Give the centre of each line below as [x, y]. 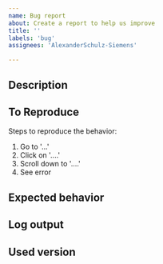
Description [38, 85]
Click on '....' [40, 155]
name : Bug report [37, 16]
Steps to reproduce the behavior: [63, 131]
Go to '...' [34, 147]
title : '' [25, 30]
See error [36, 172]
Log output [36, 225]
